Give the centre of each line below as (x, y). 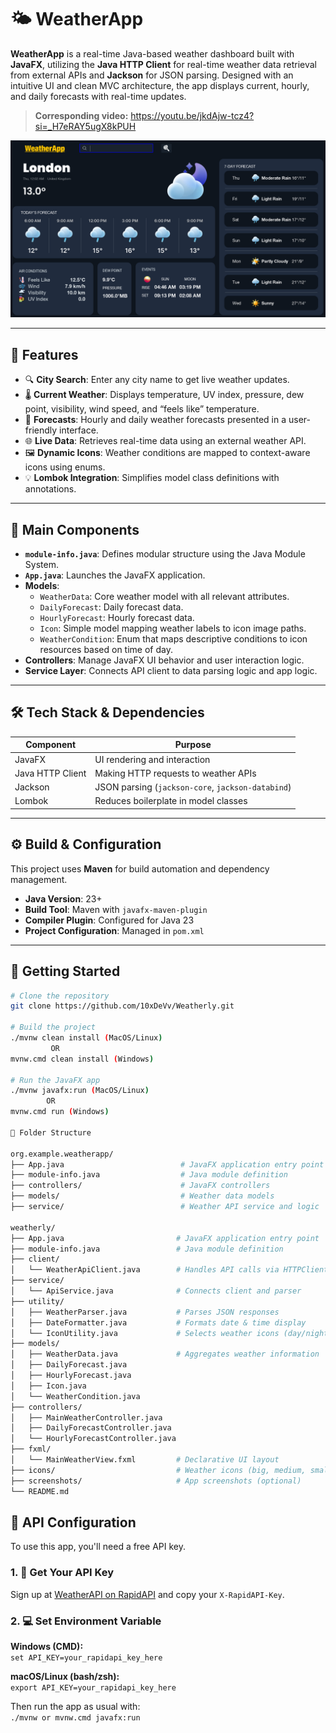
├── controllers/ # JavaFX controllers (140, 1186)
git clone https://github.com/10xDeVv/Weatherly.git (122, 1006)
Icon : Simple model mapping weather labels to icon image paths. (173, 628)
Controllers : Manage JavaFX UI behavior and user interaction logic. (164, 660)
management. (39, 879)
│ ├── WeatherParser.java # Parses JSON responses (145, 1312)
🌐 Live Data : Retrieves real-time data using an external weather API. (165, 441)
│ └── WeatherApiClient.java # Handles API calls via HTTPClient (169, 1270)
